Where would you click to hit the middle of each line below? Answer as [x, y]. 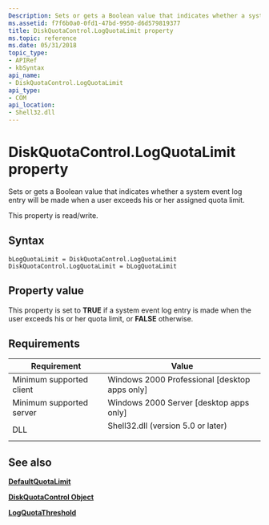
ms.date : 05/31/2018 [43, 46]
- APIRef [23, 61]
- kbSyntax [26, 68]
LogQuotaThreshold [42, 513]
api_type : [25, 90]
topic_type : [28, 53]
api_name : [25, 75]
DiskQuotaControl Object [51, 497]
